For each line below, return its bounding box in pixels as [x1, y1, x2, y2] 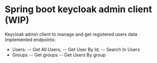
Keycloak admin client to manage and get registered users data [5, 31, 138, 37]
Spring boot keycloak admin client [5, 4, 152, 15]
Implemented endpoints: [5, 37, 56, 43]
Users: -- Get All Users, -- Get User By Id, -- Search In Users [12, 46, 140, 52]
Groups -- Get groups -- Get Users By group [12, 52, 106, 58]
